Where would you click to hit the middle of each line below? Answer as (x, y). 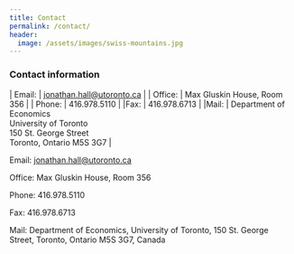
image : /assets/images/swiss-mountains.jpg (100, 43)
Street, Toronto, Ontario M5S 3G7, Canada (87, 240)
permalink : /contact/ (50, 26)
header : (24, 34)
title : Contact (38, 18)
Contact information (55, 75)
